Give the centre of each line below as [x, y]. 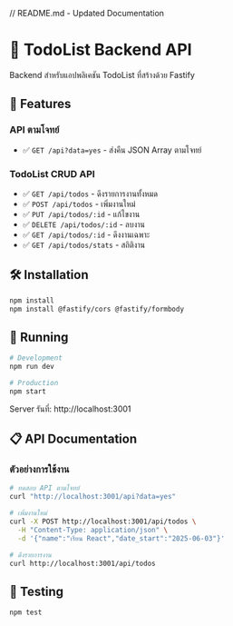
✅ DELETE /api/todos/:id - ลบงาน [83, 224]
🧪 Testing [37, 591]
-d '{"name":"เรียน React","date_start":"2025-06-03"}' [121, 538]
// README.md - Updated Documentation [87, 13]
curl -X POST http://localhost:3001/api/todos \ [103, 522]
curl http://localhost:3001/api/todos [83, 563]
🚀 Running [39, 337]
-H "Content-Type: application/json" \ [93, 530]
